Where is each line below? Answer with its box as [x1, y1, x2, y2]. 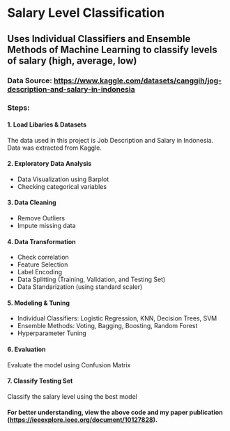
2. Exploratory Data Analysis [7, 160, 92, 168]
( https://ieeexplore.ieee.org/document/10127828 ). [7, 416, 158, 424]
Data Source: [7, 76, 52, 85]
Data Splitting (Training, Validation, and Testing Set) [17, 275, 166, 284]
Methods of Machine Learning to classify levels [7, 43, 217, 55]
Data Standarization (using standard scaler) [17, 283, 143, 291]
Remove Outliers [17, 214, 66, 222]
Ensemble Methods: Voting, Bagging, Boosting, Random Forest [17, 322, 198, 330]
